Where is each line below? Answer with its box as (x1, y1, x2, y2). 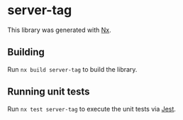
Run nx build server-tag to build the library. (7, 65, 138, 73)
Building (7, 46, 45, 58)
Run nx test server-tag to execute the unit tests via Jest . (7, 104, 176, 113)
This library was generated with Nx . (7, 26, 111, 34)
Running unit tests (7, 86, 90, 98)
